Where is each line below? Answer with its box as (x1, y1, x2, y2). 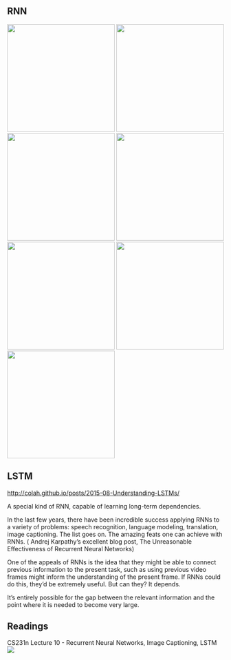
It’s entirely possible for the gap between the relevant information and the (7, 593, 215, 602)
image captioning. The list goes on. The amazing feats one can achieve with (7, 530, 223, 538)
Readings (7, 621, 49, 632)
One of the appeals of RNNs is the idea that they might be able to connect (7, 557, 217, 566)
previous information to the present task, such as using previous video (7, 565, 207, 573)
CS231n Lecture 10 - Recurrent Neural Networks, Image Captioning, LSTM (7, 639, 217, 647)
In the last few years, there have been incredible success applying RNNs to (7, 515, 220, 524)
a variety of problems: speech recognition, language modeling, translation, (7, 522, 219, 531)
